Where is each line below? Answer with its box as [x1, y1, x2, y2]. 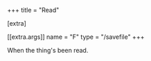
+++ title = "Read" [7, 6, 60, 14]
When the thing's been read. [7, 46, 89, 54]
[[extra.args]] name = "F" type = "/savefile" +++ [7, 33, 145, 41]
